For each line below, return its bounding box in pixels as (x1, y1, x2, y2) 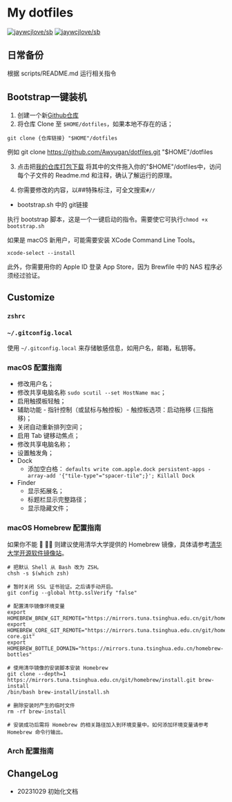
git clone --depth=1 (7, 670, 67, 678)
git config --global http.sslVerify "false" (7, 589, 137, 596)
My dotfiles (7, 5, 74, 21)
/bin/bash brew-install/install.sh (7, 689, 110, 696)
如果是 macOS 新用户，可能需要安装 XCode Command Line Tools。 (7, 236, 199, 244)
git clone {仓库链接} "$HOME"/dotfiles (7, 135, 118, 142)
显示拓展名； (27, 487, 64, 495)
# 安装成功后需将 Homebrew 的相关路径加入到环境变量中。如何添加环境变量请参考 (7, 721, 209, 728)
